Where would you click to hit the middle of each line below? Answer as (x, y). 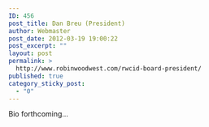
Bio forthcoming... (39, 114)
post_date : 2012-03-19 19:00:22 (63, 38)
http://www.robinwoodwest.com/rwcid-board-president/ (109, 69)
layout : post (30, 53)
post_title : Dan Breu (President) (67, 23)
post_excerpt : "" (38, 46)
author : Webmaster (39, 31)
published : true (36, 76)
